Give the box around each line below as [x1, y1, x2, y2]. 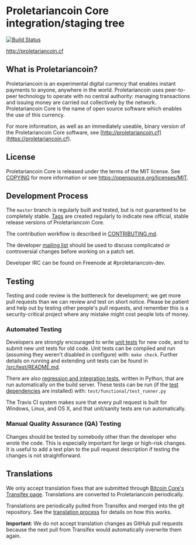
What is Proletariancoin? [6, 65, 98, 75]
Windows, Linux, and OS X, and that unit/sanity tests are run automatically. [6, 405, 186, 412]
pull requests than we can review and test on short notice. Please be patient [6, 298, 189, 305]
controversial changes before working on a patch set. [6, 248, 135, 255]
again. [6, 532, 22, 539]
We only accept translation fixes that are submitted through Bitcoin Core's [6, 485, 184, 492]
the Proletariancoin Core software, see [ [6, 129, 102, 136]
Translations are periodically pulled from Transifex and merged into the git [6, 502, 184, 509]
